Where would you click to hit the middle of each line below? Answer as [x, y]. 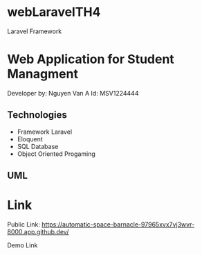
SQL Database [38, 146]
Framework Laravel [45, 132]
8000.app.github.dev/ [38, 232]
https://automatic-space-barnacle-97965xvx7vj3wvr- [118, 225]
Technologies [37, 115]
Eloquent [30, 139]
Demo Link [22, 245]
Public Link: [24, 225]
